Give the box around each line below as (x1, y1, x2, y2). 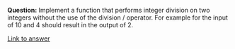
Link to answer (7, 34, 51, 43)
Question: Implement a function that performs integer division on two (7, 6, 210, 14)
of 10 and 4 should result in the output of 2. (7, 21, 134, 29)
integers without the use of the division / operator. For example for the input (7, 13, 229, 22)
